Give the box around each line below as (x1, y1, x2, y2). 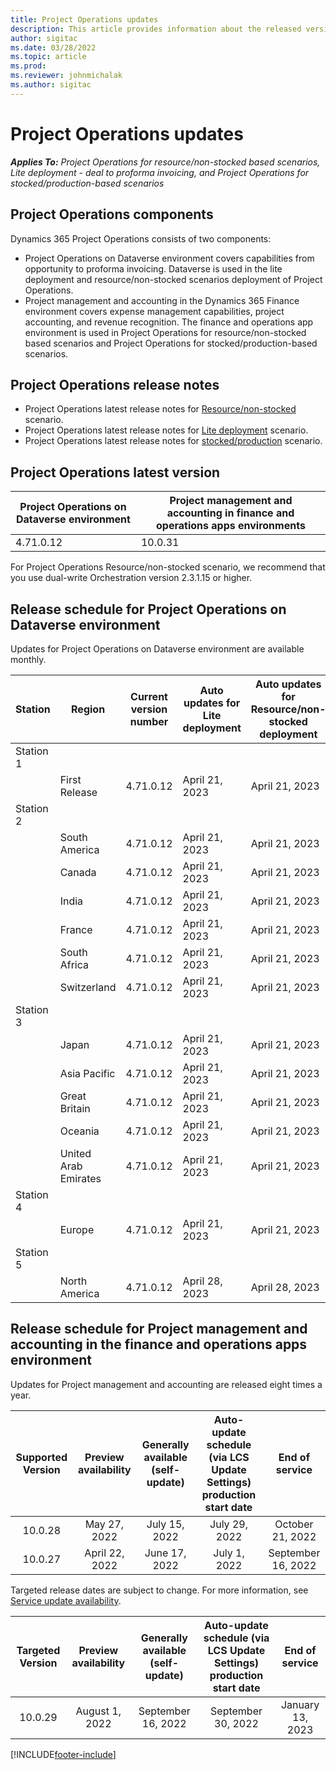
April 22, (84, 1546, 125, 1560)
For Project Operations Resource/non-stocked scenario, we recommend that (10, 561, 326, 573)
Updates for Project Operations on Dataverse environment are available (10, 642, 305, 655)
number (129, 714, 169, 728)
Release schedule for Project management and (10, 1321, 308, 1338)
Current (130, 689, 168, 703)
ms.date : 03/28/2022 (10, 42, 97, 53)
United (59, 1146, 92, 1160)
